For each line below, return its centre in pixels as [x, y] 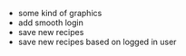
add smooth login [51, 23]
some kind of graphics [60, 13]
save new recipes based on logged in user [97, 42]
